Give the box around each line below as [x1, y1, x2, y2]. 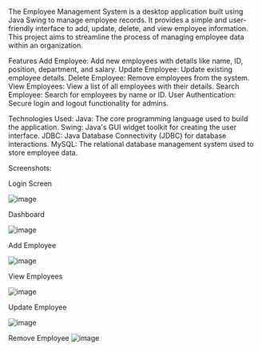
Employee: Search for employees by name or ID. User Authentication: [8, 90, 236, 99]
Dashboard [8, 210, 46, 219]
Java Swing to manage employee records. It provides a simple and [8, 15, 228, 25]
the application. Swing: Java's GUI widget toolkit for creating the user [8, 123, 237, 132]
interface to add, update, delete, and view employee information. [35, 24, 249, 33]
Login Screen [8, 179, 53, 188]
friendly [8, 24, 34, 33]
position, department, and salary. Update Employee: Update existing [8, 65, 233, 74]
